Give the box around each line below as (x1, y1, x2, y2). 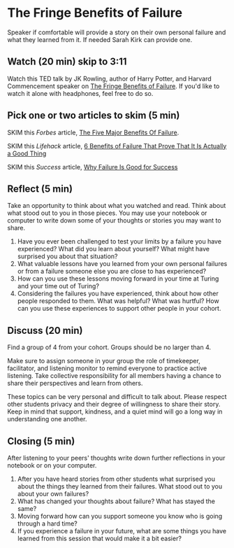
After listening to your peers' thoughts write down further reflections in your (7, 454, 226, 462)
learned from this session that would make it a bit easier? (17, 534, 182, 542)
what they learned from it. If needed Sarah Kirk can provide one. (7, 35, 193, 43)
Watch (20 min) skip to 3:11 (7, 56, 127, 68)
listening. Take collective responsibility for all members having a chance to (7, 372, 221, 380)
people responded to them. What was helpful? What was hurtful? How (17, 297, 219, 305)
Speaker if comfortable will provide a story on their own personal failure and (7, 28, 226, 36)
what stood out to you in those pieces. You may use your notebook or (7, 209, 207, 218)
